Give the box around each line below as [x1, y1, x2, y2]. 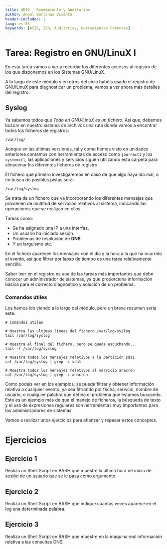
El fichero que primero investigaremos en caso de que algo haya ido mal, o [5, 171, 159, 177]
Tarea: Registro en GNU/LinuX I [5, 47, 136, 59]
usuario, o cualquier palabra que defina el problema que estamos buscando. [5, 392, 162, 398]
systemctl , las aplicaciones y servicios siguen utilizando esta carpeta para [5, 156, 158, 162]
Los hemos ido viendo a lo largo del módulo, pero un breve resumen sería [5, 305, 157, 311]
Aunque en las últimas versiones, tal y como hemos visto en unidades [5, 145, 149, 152]
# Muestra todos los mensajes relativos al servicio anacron [5, 368, 135, 373]
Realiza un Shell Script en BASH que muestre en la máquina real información [5, 534, 163, 540]
